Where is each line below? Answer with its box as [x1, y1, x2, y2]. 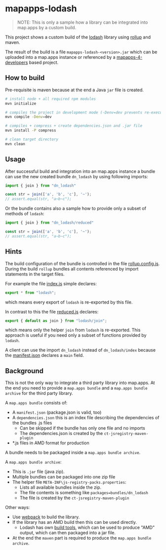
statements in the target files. [5, 271, 65, 277]
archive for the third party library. [5, 391, 73, 396]
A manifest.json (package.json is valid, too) [12, 409, 102, 415]
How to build [5, 74, 45, 82]
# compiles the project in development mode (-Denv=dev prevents [5, 110, 142, 115]
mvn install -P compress [5, 128, 56, 133]
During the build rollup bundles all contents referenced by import [5, 266, 139, 272]
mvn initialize [5, 101, 37, 106]
